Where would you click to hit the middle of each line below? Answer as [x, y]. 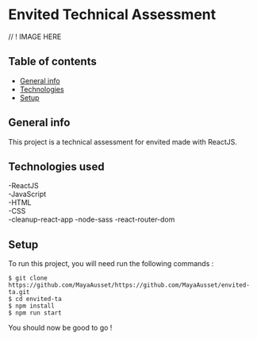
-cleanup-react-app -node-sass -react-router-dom [92, 219]
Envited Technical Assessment [112, 15]
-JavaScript [27, 194]
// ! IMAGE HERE [35, 37]
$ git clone [28, 278]
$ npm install [32, 306]
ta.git [19, 292]
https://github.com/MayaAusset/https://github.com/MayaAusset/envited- [129, 285]
